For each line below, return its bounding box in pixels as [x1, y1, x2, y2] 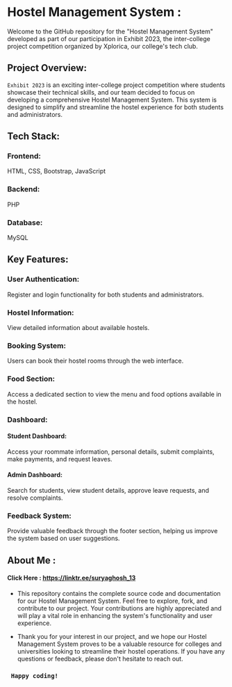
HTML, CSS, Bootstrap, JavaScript [7, 167, 106, 175]
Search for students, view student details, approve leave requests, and [7, 486, 210, 494]
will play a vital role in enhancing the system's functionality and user [17, 611, 213, 619]
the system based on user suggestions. [7, 534, 120, 543]
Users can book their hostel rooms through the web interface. [7, 356, 184, 365]
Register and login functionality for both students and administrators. [7, 290, 204, 299]
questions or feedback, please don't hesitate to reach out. [17, 654, 183, 663]
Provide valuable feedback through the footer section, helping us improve [7, 527, 218, 535]
